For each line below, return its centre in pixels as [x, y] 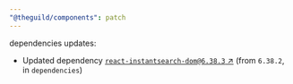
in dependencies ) [52, 70]
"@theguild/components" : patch [68, 17]
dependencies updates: [53, 43]
